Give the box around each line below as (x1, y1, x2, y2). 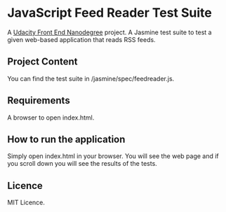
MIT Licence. (7, 198, 46, 207)
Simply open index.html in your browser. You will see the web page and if (7, 152, 219, 160)
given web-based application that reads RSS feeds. (7, 35, 156, 43)
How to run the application (7, 133, 126, 145)
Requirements (7, 94, 70, 106)
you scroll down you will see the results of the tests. (7, 160, 158, 168)
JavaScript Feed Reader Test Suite (7, 5, 213, 21)
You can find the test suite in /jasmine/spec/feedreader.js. (7, 74, 175, 83)
